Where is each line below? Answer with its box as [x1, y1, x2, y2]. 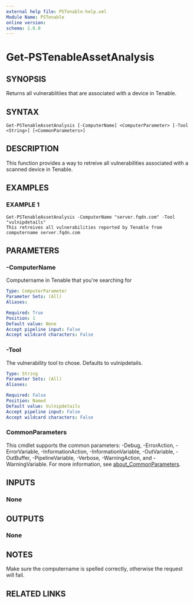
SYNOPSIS [6, 74, 47, 84]
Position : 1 [6, 315, 35, 321]
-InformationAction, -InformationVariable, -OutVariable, [41, 448, 175, 455]
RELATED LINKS [6, 589, 66, 599]
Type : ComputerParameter [6, 288, 67, 294]
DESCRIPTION [6, 144, 59, 154]
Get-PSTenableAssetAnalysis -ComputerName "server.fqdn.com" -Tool [6, 214, 176, 220]
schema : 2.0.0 [6, 25, 41, 31]
